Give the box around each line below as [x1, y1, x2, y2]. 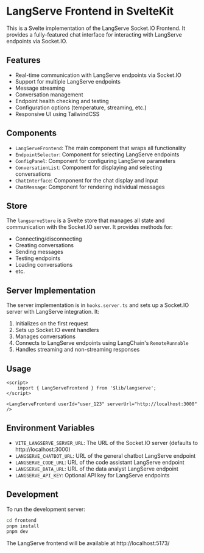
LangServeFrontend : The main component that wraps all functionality [15, 144, 186, 151]
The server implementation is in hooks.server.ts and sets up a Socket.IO [6, 302, 189, 309]
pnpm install [6, 523, 40, 529]
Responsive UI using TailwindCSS [15, 110, 100, 117]
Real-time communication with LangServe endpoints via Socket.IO [15, 71, 181, 79]
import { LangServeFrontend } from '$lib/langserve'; [17, 385, 157, 391]
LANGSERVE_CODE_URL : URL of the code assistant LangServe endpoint [15, 458, 185, 466]
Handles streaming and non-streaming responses [15, 346, 140, 353]
